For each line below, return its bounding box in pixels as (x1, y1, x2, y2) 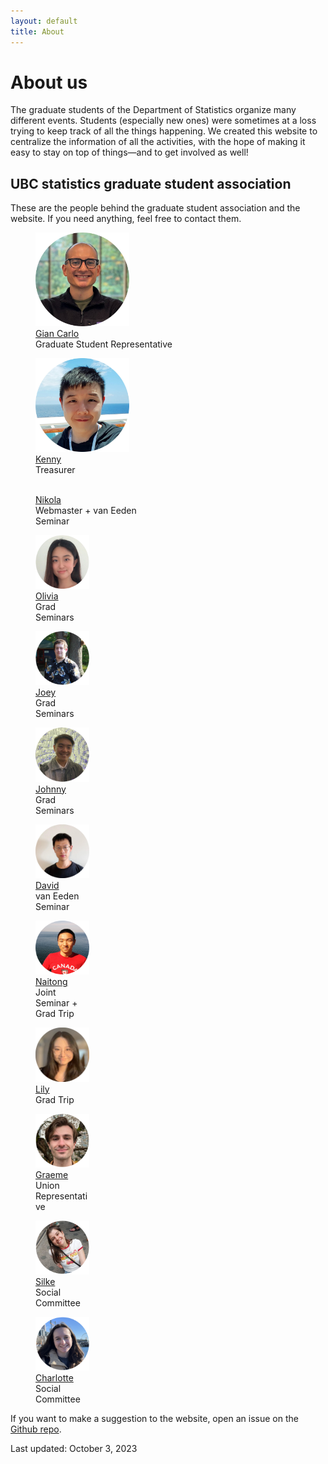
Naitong (35, 976, 68, 988)
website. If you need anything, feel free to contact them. (10, 213, 242, 225)
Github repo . (10, 1423, 62, 1435)
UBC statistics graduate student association (10, 175, 292, 192)
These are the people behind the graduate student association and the (10, 202, 301, 214)
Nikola (35, 494, 62, 506)
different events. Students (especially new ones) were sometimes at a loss (10, 115, 317, 127)
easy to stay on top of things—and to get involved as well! (10, 146, 249, 159)
